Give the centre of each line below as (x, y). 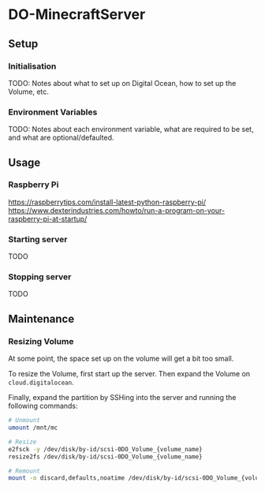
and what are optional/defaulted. (61, 138)
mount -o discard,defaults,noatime (67, 478)
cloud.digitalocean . (41, 382)
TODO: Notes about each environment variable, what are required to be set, (131, 129)
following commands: (43, 406)
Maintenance (41, 318)
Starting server (38, 239)
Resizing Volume (41, 341)
